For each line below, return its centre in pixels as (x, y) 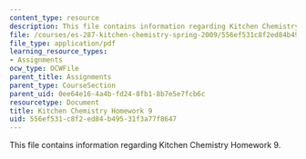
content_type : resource (55, 18)
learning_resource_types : (58, 52)
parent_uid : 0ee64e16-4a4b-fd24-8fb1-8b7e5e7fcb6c (107, 94)
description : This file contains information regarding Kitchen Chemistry (154, 26)
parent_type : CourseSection (63, 85)
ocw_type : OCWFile (44, 69)
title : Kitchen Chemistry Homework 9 (81, 111)
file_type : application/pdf (63, 43)
